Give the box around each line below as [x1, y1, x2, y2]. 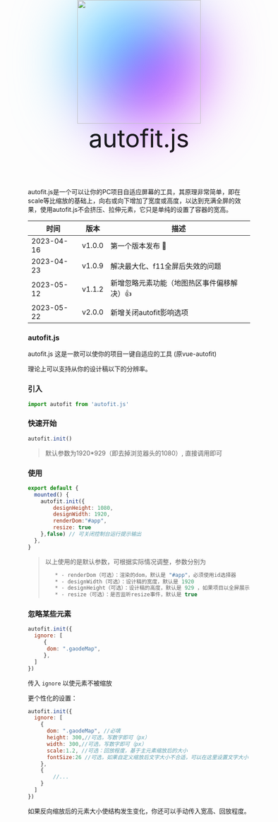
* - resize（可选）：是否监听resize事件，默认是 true [54, 591, 198, 598]
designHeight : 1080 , [53, 504, 114, 511]
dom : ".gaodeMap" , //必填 [46, 727, 121, 734]
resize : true [53, 524, 92, 531]
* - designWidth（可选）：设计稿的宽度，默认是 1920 [54, 578, 195, 585]
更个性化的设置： [28, 693, 78, 702]
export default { [28, 484, 79, 492]
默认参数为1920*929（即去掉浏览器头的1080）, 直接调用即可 [44, 448, 223, 457]
